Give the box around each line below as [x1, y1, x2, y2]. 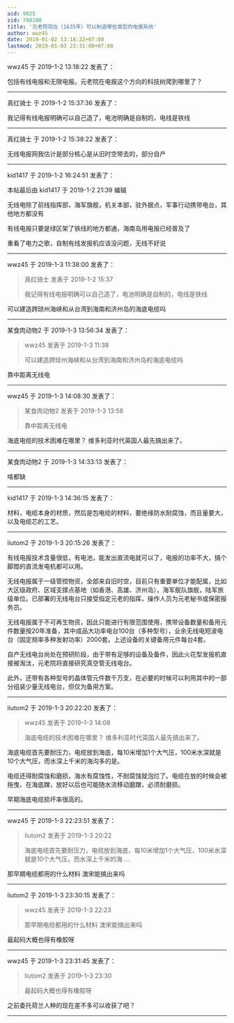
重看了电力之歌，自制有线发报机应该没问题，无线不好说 [7, 239, 166, 247]
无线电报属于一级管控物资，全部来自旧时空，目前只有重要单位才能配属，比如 [7, 577, 227, 585]
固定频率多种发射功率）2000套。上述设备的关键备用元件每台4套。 [19, 636, 210, 643]
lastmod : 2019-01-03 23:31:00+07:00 [7, 43, 114, 49]
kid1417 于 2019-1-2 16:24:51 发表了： [7, 171, 115, 179]
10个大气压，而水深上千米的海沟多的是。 [7, 757, 124, 765]
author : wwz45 [7, 29, 49, 37]
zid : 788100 [7, 17, 42, 24]
